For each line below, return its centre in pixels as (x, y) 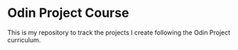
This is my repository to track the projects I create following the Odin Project (119, 32)
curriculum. (24, 39)
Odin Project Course (68, 13)
